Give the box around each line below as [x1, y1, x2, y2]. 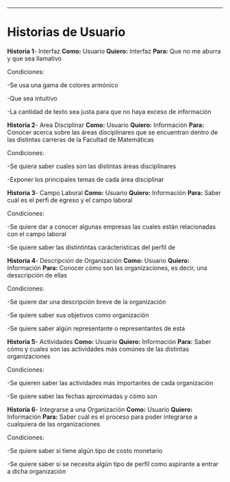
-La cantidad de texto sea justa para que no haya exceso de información [7, 107, 212, 115]
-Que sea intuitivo [7, 94, 57, 102]
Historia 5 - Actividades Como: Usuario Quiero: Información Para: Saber [7, 337, 212, 345]
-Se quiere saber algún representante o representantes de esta [7, 324, 186, 332]
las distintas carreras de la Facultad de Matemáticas [7, 135, 154, 144]
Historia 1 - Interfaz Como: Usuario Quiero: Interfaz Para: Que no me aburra [7, 47, 221, 55]
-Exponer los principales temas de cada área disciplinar [7, 175, 164, 183]
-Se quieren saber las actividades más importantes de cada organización [7, 378, 214, 387]
